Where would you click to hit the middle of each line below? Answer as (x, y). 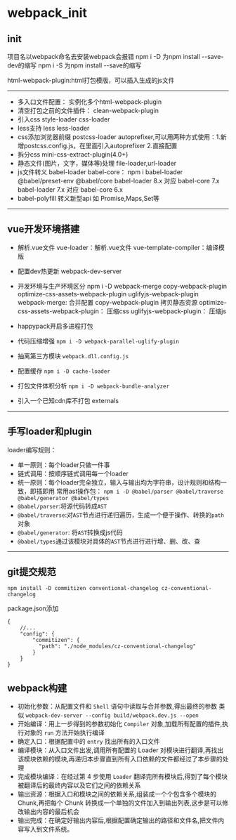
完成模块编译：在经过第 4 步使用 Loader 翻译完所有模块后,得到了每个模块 (123, 777)
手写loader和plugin (50, 432)
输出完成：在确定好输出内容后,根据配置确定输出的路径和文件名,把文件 (118, 820)
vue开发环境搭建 (44, 229)
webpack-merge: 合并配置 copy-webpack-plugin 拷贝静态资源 (107, 302)
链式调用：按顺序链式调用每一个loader (73, 473)
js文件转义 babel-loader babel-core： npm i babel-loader (100, 172)
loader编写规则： (32, 449)
